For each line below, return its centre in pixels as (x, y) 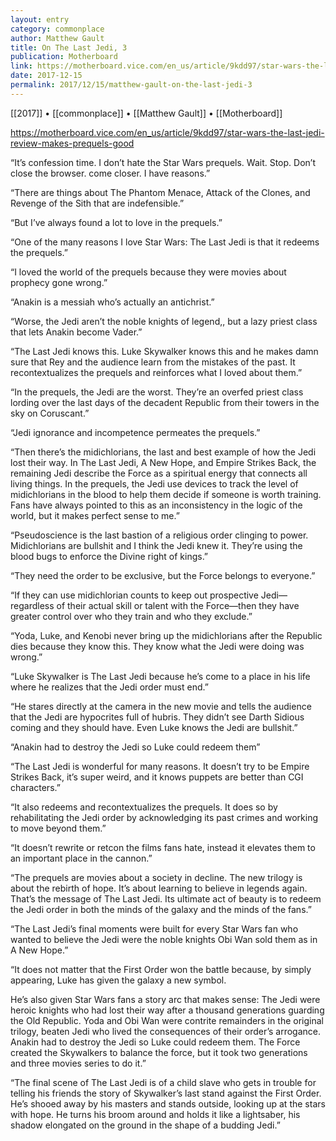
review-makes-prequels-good (72, 143)
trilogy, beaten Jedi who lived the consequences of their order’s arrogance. (166, 1031)
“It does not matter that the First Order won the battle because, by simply (161, 969)
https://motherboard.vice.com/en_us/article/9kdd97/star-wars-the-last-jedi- (167, 132)
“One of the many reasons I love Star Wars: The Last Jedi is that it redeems (165, 242)
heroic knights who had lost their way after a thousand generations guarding (167, 1010)
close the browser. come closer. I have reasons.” (110, 173)
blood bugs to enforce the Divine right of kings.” (109, 556)
